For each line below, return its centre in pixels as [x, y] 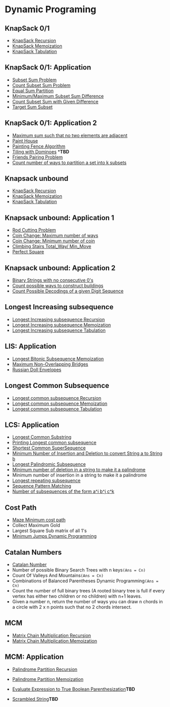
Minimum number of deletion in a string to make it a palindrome [79, 470]
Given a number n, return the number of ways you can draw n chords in [87, 601]
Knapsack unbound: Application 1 [59, 218]
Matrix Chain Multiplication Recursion [52, 635]
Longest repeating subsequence [46, 481]
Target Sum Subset [32, 107]
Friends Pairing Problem [38, 157]
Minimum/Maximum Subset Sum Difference [58, 96]
